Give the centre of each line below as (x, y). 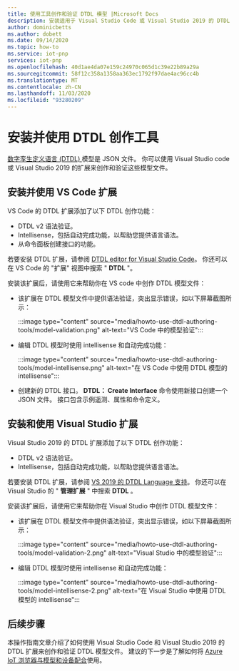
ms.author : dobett (35, 34)
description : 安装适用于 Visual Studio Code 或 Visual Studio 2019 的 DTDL (119, 21)
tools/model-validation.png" (59, 329)
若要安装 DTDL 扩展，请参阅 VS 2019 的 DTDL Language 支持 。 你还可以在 (117, 481)
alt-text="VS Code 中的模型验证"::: (152, 329)
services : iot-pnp (35, 61)
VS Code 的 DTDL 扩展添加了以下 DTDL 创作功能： (82, 210)
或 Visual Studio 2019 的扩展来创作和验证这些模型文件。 (90, 168)
